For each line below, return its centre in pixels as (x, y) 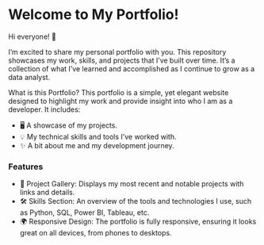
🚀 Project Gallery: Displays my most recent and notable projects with (132, 184)
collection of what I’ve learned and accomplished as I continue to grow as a (132, 68)
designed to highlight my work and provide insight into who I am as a (121, 101)
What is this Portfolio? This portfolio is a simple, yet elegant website (119, 92)
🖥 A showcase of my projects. (68, 125)
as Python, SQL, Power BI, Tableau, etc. (84, 212)
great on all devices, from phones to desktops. (96, 233)
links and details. (47, 193)
